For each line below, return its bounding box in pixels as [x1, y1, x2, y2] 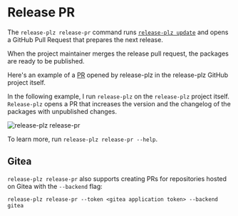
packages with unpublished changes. [7, 107, 118, 115]
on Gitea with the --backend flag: [7, 182, 103, 190]
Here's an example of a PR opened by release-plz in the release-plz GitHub [7, 71, 229, 79]
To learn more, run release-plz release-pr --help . [7, 135, 158, 143]
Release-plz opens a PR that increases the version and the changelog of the [7, 99, 232, 108]
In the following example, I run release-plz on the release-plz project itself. [7, 92, 230, 101]
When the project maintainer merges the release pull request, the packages [7, 49, 229, 58]
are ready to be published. [7, 56, 85, 65]
